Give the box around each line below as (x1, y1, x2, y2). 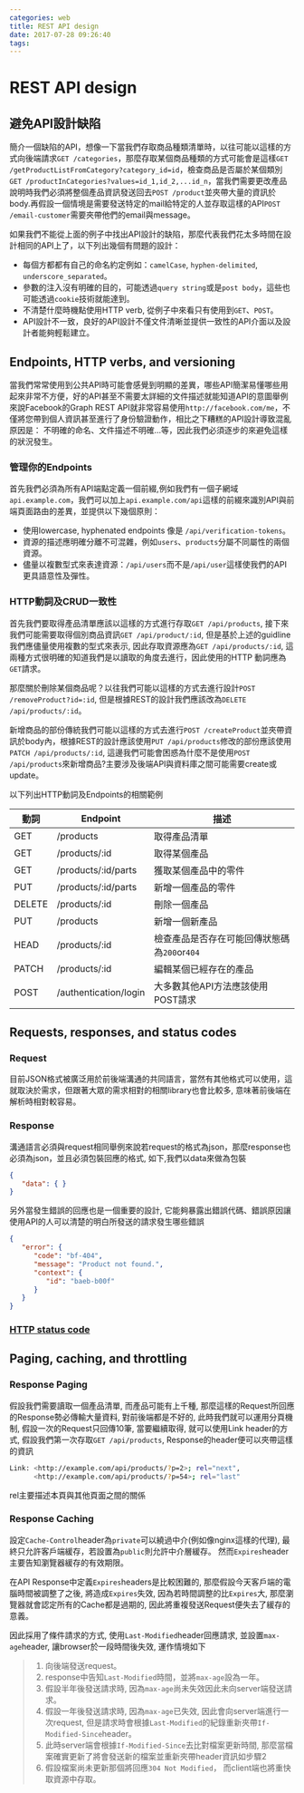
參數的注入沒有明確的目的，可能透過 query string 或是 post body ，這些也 (22, 282, 291, 293)
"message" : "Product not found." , (33, 1259, 165, 1269)
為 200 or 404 (153, 945, 201, 958)
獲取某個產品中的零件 (153, 864, 245, 877)
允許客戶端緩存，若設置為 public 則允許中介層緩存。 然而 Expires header (24, 1546, 290, 1556)
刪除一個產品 (153, 898, 209, 911)
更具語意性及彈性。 (22, 570, 95, 581)
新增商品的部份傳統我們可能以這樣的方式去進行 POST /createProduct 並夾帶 (9, 724, 285, 735)
